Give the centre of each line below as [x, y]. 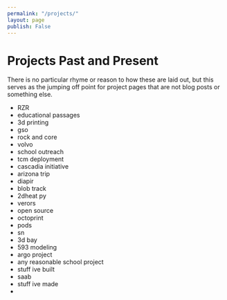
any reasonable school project [60, 262]
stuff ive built [36, 270]
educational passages [48, 115]
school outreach [40, 152]
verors [26, 203]
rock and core [37, 137]
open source [35, 211]
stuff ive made [38, 284]
